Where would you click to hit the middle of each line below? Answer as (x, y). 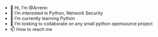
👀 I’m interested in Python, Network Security (56, 13)
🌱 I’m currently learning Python (42, 18)
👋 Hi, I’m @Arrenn (29, 8)
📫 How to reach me (31, 29)
